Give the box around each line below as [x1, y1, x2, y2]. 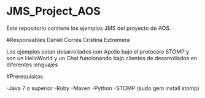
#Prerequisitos [6, 72, 44, 80]
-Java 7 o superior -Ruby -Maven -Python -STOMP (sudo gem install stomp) [6, 84, 199, 92]
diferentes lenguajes [6, 61, 58, 68]
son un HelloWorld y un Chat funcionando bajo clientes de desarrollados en [6, 54, 198, 61]
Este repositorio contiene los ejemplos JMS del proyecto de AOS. [6, 24, 171, 32]
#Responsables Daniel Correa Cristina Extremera [6, 36, 130, 43]
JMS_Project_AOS [6, 4, 101, 18]
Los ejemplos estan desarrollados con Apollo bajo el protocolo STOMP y [6, 47, 190, 55]
